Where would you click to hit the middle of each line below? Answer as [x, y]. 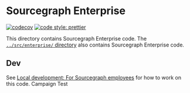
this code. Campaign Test [37, 84]
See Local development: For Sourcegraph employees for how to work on [94, 77]
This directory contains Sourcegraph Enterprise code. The [77, 38]
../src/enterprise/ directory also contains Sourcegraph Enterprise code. [95, 45]
